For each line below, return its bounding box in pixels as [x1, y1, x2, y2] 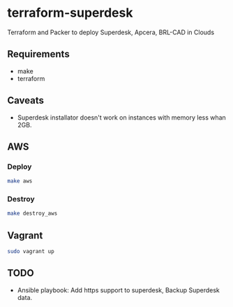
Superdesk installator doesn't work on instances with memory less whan [17, 113, 227, 122]
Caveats [7, 94, 44, 106]
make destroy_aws [7, 210, 58, 217]
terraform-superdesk [7, 5, 133, 21]
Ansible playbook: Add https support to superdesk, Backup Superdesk [17, 285, 220, 294]
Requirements [7, 48, 70, 60]
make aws [7, 178, 33, 185]
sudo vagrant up [7, 248, 54, 255]
